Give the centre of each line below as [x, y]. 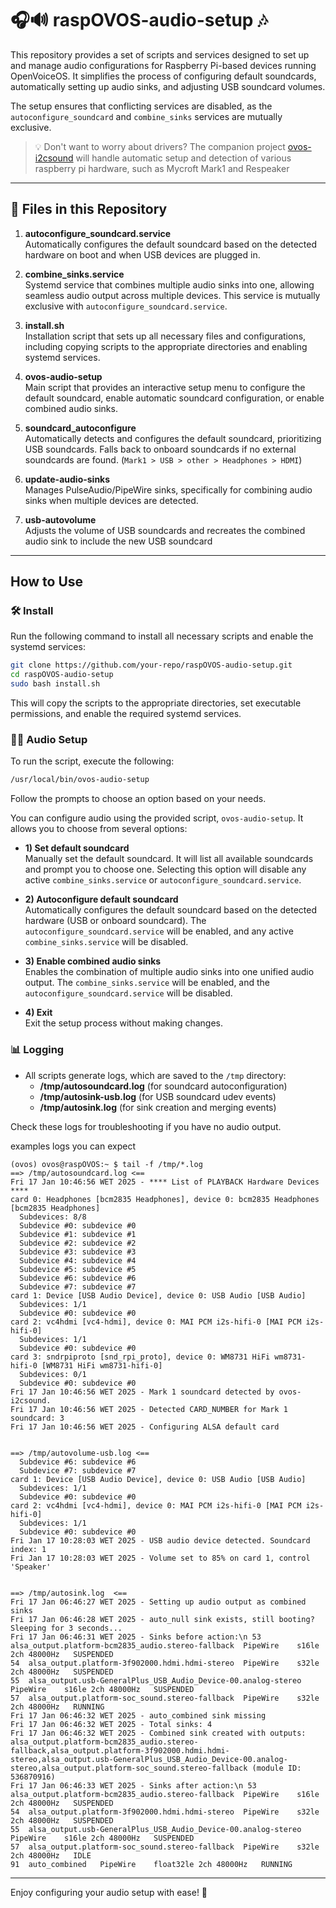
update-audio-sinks [67, 479]
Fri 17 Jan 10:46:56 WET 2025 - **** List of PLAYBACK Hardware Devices [165, 1182]
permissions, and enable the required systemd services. [126, 714]
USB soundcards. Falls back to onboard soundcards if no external [160, 449]
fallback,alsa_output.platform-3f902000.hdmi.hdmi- [120, 1750]
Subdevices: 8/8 [53, 1217]
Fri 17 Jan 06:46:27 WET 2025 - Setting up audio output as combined [158, 1602]
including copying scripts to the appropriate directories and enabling [166, 346]
